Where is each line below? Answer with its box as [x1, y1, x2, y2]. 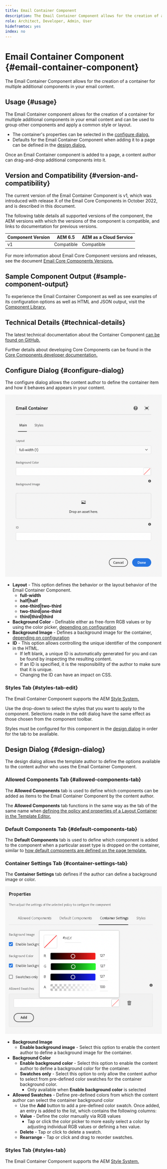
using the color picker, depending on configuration [12, 624, 116, 630]
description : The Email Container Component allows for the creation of [5, 13, 159, 18]
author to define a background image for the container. [19, 1049, 133, 1056]
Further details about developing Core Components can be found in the [5, 346, 152, 352]
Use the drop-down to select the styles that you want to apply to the [5, 705, 145, 711]
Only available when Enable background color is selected [27, 1087, 146, 1093]
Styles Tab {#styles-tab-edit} [5, 684, 78, 691]
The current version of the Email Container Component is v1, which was [5, 192, 152, 198]
